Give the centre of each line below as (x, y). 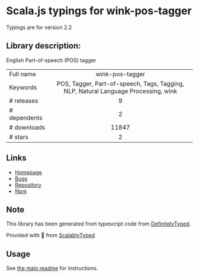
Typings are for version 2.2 (39, 27)
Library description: (44, 46)
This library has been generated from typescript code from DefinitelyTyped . (99, 224)
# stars (19, 137)
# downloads (27, 127)
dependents (26, 118)
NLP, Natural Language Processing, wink (121, 91)
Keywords (23, 87)
